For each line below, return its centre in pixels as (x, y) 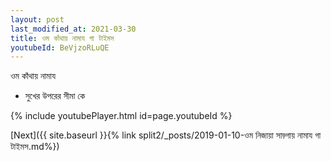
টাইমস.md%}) (35, 147)
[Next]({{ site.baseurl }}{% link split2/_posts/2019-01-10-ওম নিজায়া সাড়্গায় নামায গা (166, 135)
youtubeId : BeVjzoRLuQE (60, 47)
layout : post (37, 19)
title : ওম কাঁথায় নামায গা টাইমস (62, 38)
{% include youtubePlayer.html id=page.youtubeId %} (121, 116)
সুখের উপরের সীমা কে (55, 96)
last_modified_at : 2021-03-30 (73, 29)
